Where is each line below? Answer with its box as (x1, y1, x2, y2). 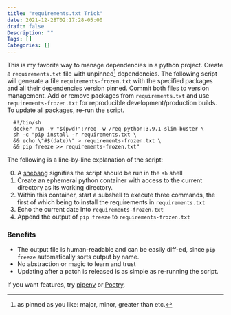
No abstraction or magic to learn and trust (16, 259, 136, 268)
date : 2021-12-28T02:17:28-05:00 (7, 17, 103, 23)
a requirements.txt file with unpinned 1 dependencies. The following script (7, 68, 218, 78)
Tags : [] (7, 36, 32, 43)
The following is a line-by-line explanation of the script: (7, 155, 164, 164)
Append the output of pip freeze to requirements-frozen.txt (16, 213, 190, 221)
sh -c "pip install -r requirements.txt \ (13, 131, 137, 138)
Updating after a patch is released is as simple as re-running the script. (16, 267, 219, 275)
